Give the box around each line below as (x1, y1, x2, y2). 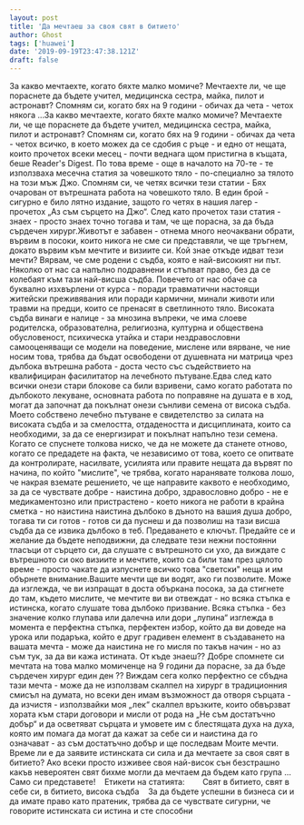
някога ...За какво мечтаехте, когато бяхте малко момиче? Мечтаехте (9, 110, 283, 120)
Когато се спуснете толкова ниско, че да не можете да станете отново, (9, 438, 288, 448)
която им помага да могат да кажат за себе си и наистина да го (9, 729, 259, 739)
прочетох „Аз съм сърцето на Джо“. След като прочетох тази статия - (9, 206, 281, 216)
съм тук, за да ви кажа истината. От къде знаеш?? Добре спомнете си (9, 651, 284, 661)
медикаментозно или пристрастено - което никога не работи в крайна (9, 497, 285, 507)
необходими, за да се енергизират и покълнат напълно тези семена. (9, 428, 279, 439)
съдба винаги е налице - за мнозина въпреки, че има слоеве (9, 313, 248, 323)
